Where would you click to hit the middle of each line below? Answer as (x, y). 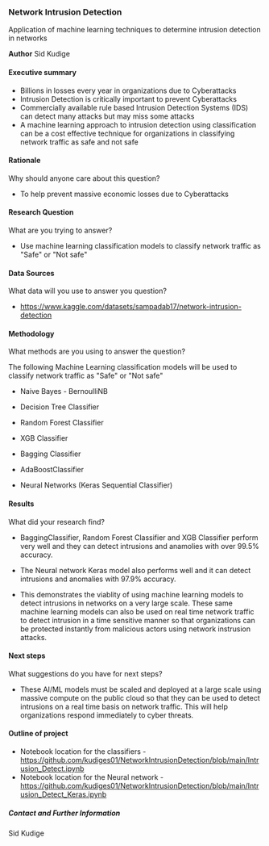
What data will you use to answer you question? (88, 291)
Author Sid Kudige (39, 54)
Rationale (25, 161)
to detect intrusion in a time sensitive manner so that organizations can (137, 620)
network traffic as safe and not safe (79, 142)
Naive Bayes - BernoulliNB (64, 392)
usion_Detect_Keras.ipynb (63, 794)
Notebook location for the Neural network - (91, 777)
